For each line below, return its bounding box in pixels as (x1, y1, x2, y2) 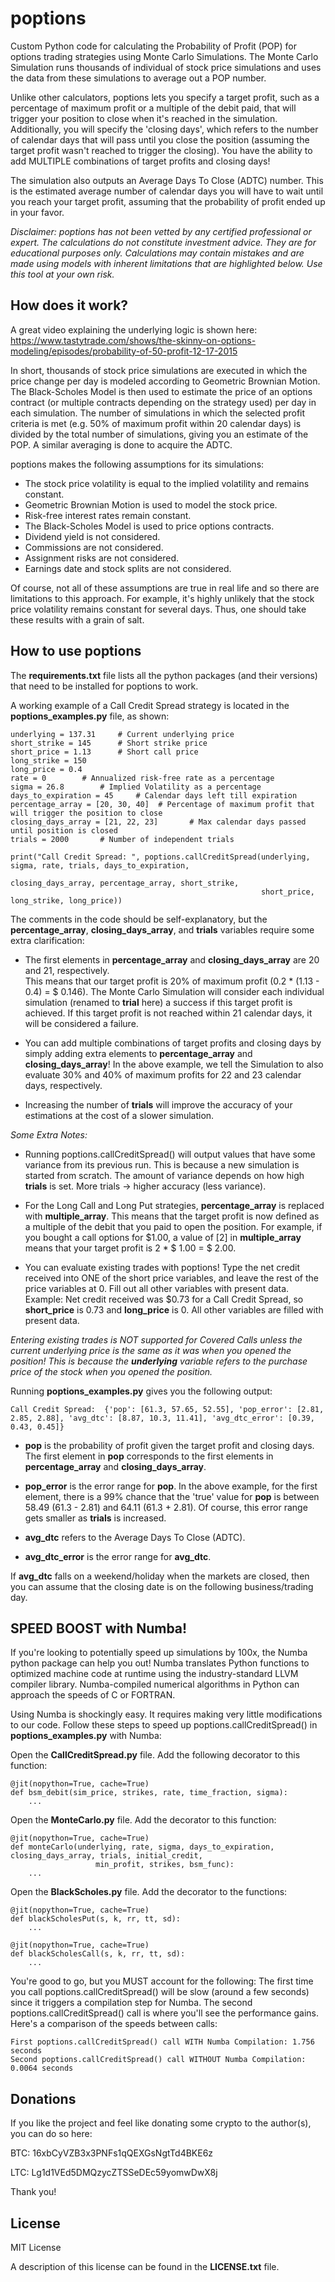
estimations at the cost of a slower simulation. (24, 1109, 215, 1121)
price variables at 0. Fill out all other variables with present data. (24, 1282, 290, 1294)
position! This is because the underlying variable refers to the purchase (10, 1355, 308, 1367)
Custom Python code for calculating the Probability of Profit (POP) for (10, 40, 297, 52)
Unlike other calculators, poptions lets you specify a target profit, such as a (10, 91, 320, 103)
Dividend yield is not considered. (24, 530, 161, 542)
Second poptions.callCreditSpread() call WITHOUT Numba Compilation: (10, 2055, 307, 2065)
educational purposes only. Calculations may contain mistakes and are (10, 247, 305, 259)
